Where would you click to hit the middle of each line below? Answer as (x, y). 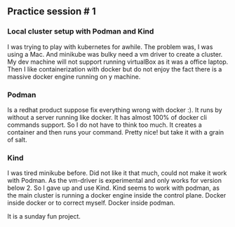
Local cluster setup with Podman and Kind (81, 32)
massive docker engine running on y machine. (74, 76)
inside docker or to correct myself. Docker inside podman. (91, 203)
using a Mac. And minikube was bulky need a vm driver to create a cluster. (115, 54)
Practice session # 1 (52, 12)
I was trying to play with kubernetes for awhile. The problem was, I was (110, 47)
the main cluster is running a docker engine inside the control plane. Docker (117, 195)
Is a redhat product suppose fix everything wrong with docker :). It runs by (115, 110)
